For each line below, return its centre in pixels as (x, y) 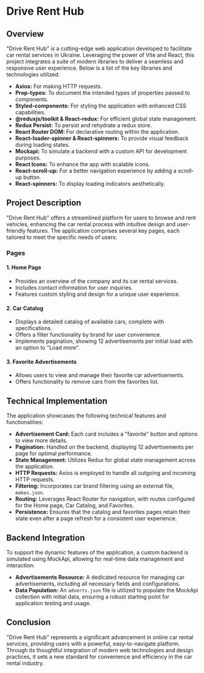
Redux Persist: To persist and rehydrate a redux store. (83, 125)
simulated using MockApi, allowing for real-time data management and (95, 559)
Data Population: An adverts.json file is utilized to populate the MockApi (107, 590)
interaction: (21, 565)
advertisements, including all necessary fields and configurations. (98, 583)
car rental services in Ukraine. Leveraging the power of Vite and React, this (100, 55)
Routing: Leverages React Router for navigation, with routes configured (105, 499)
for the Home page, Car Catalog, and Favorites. (74, 506)
